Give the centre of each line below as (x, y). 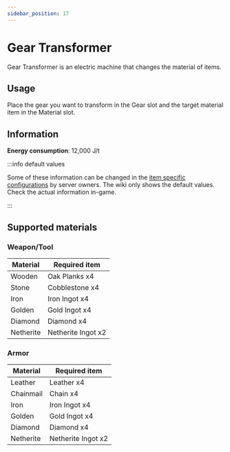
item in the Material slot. (41, 112)
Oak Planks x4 (71, 276)
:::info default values (36, 164)
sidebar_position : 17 (38, 13)
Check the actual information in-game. (62, 192)
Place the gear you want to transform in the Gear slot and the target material (115, 105)
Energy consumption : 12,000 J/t (53, 151)
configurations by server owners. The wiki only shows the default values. (111, 185)
